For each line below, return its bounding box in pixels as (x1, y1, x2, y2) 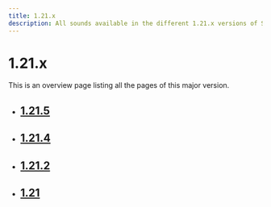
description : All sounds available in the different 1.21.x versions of (8, 19, 258, 27)
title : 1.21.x (8, 11, 56, 20)
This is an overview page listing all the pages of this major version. (8, 81, 230, 90)
